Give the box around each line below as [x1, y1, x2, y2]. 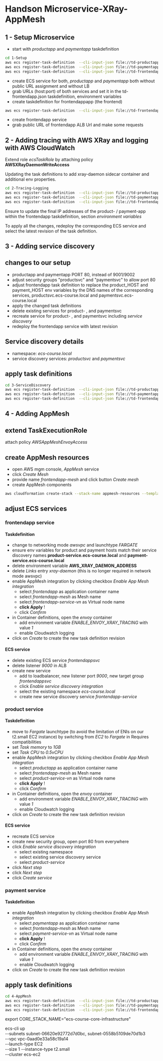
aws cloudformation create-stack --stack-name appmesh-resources [5, 491, 140, 496]
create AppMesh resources [5, 453, 90, 461]
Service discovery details [5, 338, 84, 346]
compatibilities [12, 739, 42, 745]
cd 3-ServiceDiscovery [5, 382, 51, 388]
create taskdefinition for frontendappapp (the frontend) [12, 98, 123, 104]
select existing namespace [19, 849, 73, 854]
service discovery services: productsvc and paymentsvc [12, 356, 126, 361]
